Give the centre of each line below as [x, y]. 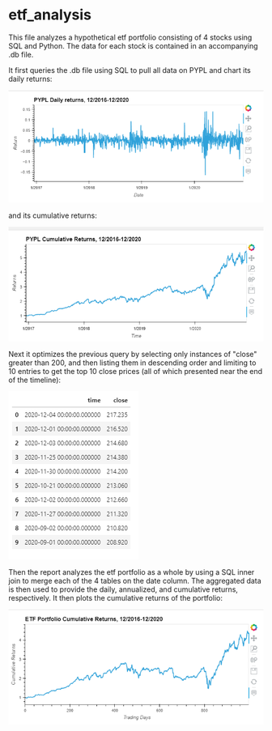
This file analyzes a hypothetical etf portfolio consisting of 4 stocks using [130, 37]
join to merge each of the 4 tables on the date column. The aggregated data [135, 581]
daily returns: [30, 79]
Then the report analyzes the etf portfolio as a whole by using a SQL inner [132, 572]
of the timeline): [35, 380]
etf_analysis [50, 15]
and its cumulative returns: [53, 215]
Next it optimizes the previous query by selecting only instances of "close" [133, 355]
